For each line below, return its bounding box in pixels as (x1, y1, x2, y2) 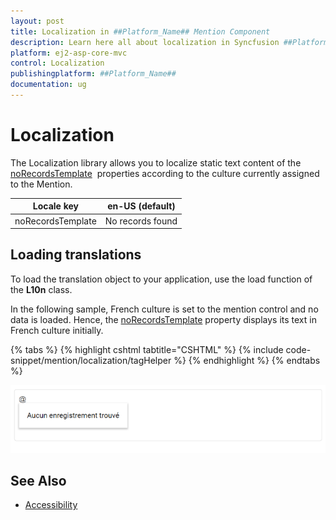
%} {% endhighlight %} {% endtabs (173, 354, 321, 366)
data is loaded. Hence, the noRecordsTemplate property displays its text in (10, 313, 317, 325)
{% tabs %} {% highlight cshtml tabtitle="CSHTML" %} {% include (10, 343, 284, 355)
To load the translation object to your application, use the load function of (10, 273, 313, 285)
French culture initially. (10, 324, 104, 336)
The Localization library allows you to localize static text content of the (10, 156, 302, 169)
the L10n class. (10, 283, 73, 295)
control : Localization (10, 58, 105, 69)
